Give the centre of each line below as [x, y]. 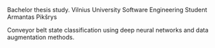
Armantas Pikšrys [32, 17]
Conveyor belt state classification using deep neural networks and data [108, 30]
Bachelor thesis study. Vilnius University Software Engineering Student [107, 10]
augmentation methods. [41, 37]
